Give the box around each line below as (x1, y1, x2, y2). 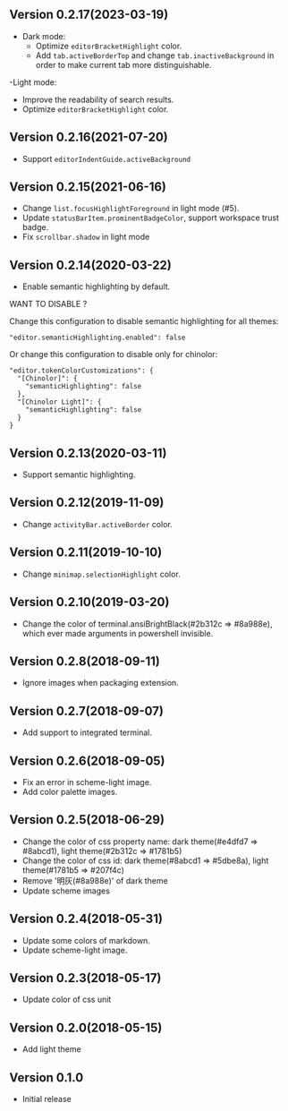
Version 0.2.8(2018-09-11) (9, 654, 161, 669)
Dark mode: (21, 30, 66, 41)
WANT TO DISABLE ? (9, 299, 88, 310)
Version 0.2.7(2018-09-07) (9, 703, 164, 719)
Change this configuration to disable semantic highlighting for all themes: (9, 316, 279, 327)
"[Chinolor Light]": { (17, 397, 102, 406)
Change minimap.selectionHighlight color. (21, 568, 181, 579)
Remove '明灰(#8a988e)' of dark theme (21, 875, 168, 885)
